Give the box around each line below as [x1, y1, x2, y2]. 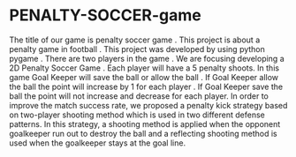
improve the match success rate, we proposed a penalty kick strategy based [9, 100, 288, 110]
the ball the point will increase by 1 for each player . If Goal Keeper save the [9, 81, 284, 92]
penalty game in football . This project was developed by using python [9, 43, 265, 54]
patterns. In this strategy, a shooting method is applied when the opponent [9, 118, 281, 129]
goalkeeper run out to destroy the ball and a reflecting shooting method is [9, 128, 277, 138]
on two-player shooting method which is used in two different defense [9, 109, 265, 120]
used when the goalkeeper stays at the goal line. [9, 138, 186, 148]
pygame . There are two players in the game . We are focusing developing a [9, 53, 285, 64]
